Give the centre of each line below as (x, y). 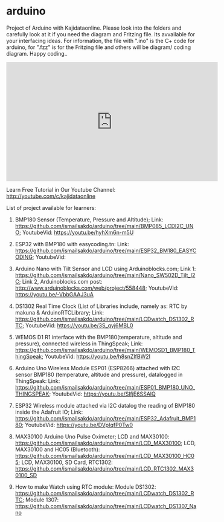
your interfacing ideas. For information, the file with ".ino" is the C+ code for (101, 41)
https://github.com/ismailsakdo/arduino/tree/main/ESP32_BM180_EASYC (106, 250)
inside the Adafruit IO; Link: (49, 412)
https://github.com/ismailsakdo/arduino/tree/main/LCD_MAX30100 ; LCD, (105, 443)
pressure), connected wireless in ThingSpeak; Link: (79, 344)
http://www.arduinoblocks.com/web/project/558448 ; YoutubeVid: (97, 288)
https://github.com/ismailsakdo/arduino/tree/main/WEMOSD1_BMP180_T (105, 350)
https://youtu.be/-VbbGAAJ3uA (54, 294)
